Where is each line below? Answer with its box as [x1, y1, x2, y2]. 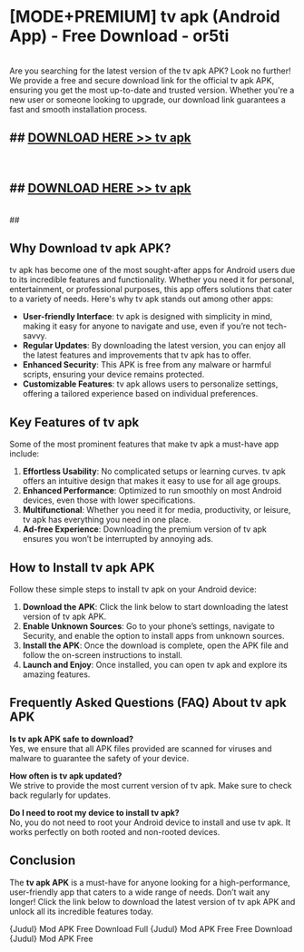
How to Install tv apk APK [9, 560, 156, 575]
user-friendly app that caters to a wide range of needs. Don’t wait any [9, 887, 270, 898]
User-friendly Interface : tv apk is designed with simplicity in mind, [22, 311, 273, 322]
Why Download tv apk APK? [9, 240, 172, 256]
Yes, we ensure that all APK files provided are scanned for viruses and [9, 742, 272, 754]
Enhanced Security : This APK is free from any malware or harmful [22, 359, 272, 370]
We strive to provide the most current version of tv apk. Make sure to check [9, 780, 292, 790]
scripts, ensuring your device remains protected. [22, 369, 205, 380]
